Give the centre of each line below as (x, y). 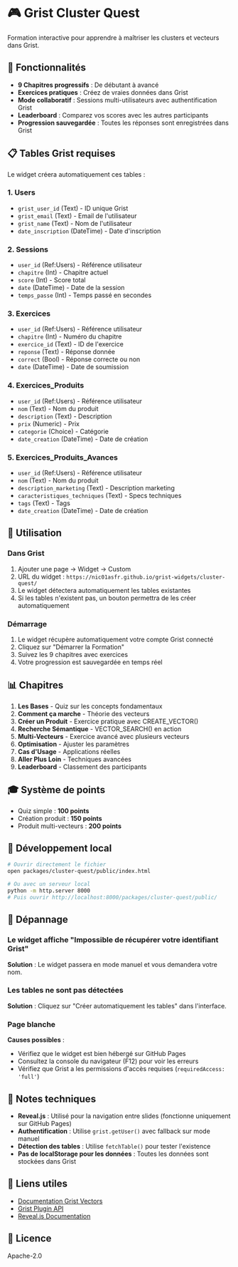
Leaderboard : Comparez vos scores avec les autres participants (113, 115)
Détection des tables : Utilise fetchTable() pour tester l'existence (114, 1146)
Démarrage (27, 624)
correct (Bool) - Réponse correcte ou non (79, 359)
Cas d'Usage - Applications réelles (69, 751)
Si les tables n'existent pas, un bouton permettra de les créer (107, 598)
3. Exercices (29, 314)
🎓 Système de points (56, 790)
